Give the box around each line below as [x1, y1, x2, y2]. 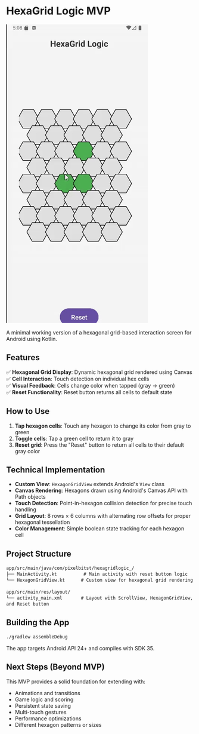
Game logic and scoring [14, 696, 74, 703]
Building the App [6, 617, 70, 628]
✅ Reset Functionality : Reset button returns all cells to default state [6, 388, 173, 395]
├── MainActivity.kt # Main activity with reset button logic [6, 572, 188, 578]
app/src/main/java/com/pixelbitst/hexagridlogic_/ [6, 566, 135, 572]
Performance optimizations [14, 715, 82, 722]
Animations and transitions [14, 689, 80, 696]
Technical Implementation [6, 465, 105, 475]
